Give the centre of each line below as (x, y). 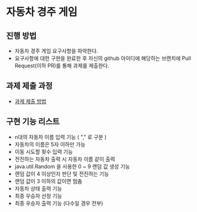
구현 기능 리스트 (33, 122)
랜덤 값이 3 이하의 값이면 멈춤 (48, 181)
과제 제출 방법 (30, 101)
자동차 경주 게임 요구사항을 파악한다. (56, 51)
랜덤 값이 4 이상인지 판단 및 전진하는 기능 (62, 174)
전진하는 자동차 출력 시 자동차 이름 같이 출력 (65, 159)
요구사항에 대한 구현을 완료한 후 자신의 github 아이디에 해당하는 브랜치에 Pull (103, 58)
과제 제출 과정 (29, 86)
